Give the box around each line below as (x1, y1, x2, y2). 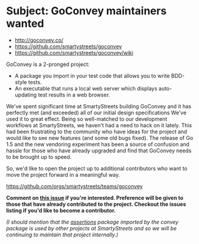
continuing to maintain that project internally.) (6, 231, 119, 238)
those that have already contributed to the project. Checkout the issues (6, 201, 186, 208)
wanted (6, 17, 45, 30)
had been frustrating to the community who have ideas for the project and (6, 128, 187, 135)
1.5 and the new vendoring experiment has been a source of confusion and (6, 140, 190, 148)
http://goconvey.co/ (14, 36, 64, 43)
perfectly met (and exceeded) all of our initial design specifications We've (6, 109, 187, 116)
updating (14, 91, 37, 98)
